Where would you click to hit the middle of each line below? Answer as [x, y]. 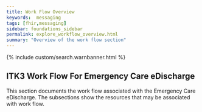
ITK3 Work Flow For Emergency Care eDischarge [101, 76]
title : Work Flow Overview [40, 12]
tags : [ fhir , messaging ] [37, 23]
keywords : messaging [34, 18]
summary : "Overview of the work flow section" [66, 40]
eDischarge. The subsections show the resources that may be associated [98, 97]
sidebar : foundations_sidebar [45, 29]
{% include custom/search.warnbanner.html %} [66, 57]
